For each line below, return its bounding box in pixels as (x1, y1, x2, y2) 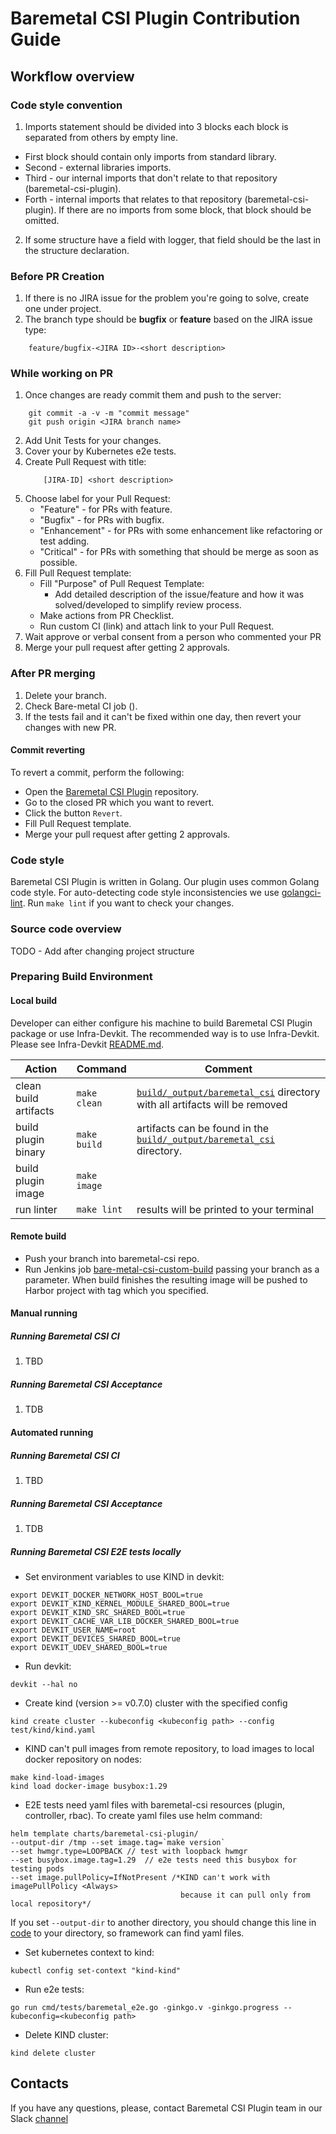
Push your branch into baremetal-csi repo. (24, 1252, 200, 1264)
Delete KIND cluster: (24, 2028, 109, 2041)
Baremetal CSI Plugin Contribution (10, 7, 301, 30)
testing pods (10, 1863, 65, 1874)
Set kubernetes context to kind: (24, 1946, 155, 1958)
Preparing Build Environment (10, 970, 153, 984)
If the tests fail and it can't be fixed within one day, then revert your (24, 710, 302, 722)
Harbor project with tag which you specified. (24, 1284, 209, 1296)
